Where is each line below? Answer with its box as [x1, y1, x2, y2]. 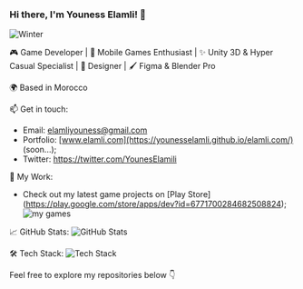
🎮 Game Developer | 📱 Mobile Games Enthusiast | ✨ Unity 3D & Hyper [9, 47, 274, 58]
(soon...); [22, 144, 57, 155]
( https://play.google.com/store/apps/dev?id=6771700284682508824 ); [22, 199, 288, 210]
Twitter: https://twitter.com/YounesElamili [22, 154, 177, 164]
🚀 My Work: [9, 172, 54, 183]
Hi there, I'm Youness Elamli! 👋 [9, 8, 147, 21]
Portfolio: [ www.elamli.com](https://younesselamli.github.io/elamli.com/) [22, 135, 294, 145]
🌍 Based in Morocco [9, 82, 88, 94]
